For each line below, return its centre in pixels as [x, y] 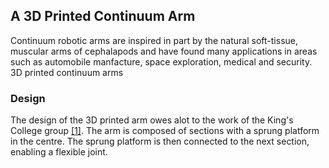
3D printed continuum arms [67, 72]
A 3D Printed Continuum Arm [103, 16]
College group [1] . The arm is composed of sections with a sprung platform [165, 131]
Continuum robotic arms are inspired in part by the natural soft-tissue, [154, 40]
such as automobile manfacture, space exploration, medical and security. [161, 61]
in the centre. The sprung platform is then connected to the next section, [160, 141]
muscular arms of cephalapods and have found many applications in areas [164, 51]
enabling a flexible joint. [59, 152]
